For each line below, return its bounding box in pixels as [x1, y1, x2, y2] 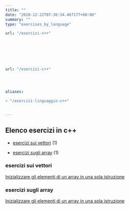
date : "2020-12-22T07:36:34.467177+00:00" [5, 12, 96, 17]
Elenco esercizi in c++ [5, 126, 77, 135]
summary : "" [5, 17, 30, 22]
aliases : [5, 89, 24, 95]
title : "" [5, 7, 26, 13]
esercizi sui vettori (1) [12, 139, 57, 145]
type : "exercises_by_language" [5, 21, 72, 27]
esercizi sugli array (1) [12, 150, 59, 156]
